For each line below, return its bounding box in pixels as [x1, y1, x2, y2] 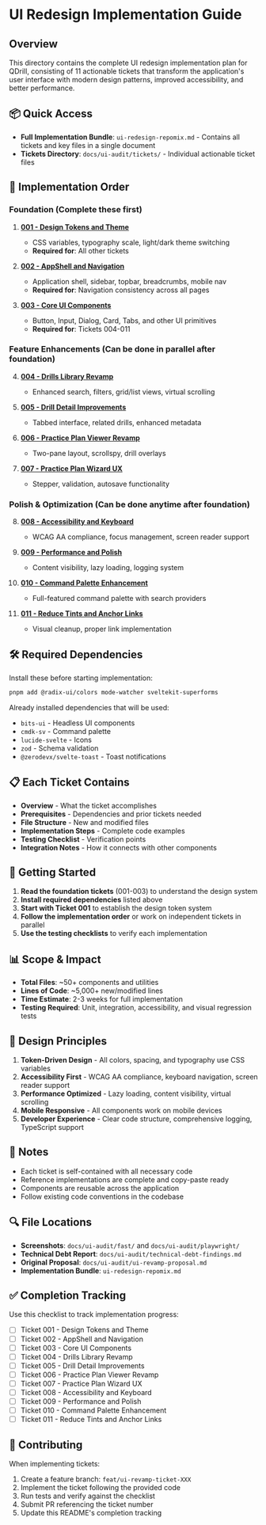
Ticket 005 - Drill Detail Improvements [20, 1360, 145, 1371]
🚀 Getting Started [9, 865, 97, 879]
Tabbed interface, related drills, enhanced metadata [32, 417, 202, 427]
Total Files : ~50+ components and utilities [20, 978, 159, 987]
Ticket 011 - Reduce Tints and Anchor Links [20, 1415, 162, 1424]
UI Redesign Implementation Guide [9, 6, 242, 24]
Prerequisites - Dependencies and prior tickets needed [20, 809, 202, 819]
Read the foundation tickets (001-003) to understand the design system [20, 887, 258, 896]
